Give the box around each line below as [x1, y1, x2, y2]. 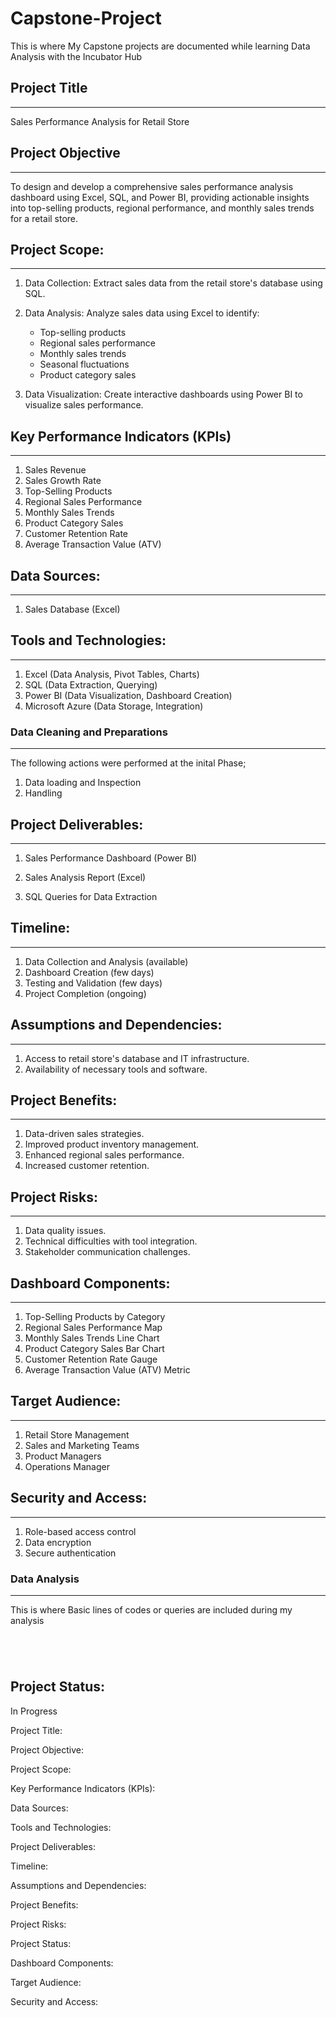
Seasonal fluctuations [39, 358, 130, 371]
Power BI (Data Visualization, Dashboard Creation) [24, 689, 233, 701]
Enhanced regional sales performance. [24, 1149, 185, 1161]
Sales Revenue [24, 464, 87, 476]
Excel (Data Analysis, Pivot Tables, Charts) [24, 668, 200, 680]
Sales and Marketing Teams [24, 1439, 140, 1451]
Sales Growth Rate [24, 475, 102, 487]
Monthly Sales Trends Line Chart [24, 1332, 160, 1344]
